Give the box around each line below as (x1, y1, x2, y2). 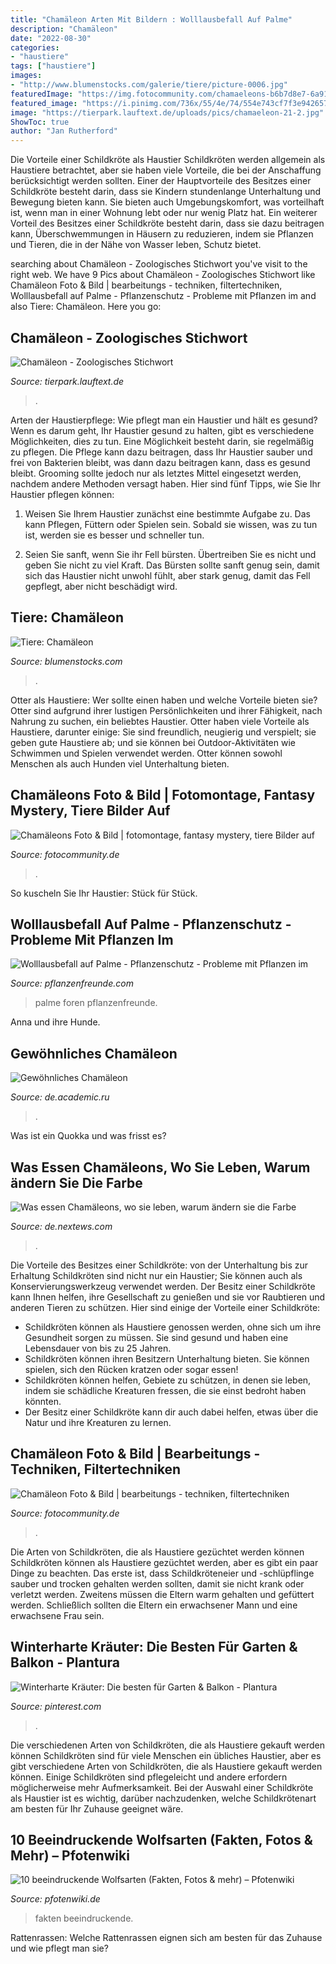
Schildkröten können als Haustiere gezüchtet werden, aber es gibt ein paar (10, 1556, 319, 1568)
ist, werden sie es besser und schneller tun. (24, 529, 205, 541)
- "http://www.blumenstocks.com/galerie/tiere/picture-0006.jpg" (10, 80, 288, 90)
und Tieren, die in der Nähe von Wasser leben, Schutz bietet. (10, 239, 262, 251)
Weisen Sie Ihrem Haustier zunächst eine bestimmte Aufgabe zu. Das (24, 507, 311, 520)
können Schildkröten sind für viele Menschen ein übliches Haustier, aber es (10, 1749, 322, 1761)
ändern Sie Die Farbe (10, 1174, 143, 1191)
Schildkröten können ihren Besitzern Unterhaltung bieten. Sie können (24, 1353, 310, 1365)
